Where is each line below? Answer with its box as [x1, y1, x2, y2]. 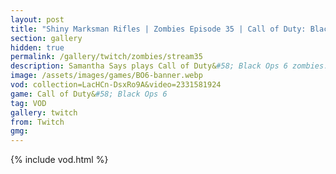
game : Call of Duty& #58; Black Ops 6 [10, 89, 168, 99]
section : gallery [10, 33, 83, 43]
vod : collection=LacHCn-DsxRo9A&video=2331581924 [10, 80, 222, 90]
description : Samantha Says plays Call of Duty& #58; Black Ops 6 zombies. [10, 61, 329, 71]
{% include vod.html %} [10, 154, 109, 166]
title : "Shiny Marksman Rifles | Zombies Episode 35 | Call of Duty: [10, 24, 307, 34]
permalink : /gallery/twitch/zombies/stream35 [10, 52, 203, 62]
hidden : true [10, 42, 65, 53]
